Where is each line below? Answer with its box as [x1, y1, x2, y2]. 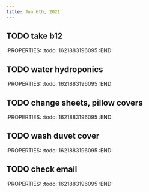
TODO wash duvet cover [6, 131, 100, 141]
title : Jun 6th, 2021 [6, 8, 61, 15]
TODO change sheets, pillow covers [6, 97, 143, 108]
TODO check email [6, 164, 78, 175]
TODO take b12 [6, 31, 63, 41]
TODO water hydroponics [6, 64, 103, 74]
